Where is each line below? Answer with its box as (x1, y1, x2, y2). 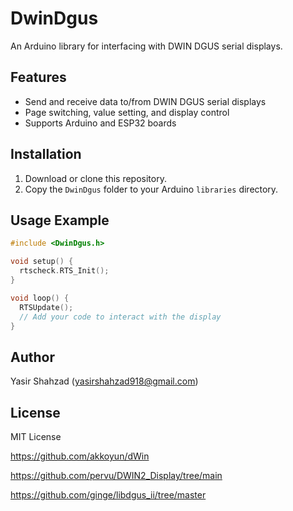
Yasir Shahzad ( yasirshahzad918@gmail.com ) (10, 375, 199, 387)
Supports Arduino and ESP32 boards (24, 117, 177, 129)
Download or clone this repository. (24, 172, 167, 184)
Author (10, 348, 55, 366)
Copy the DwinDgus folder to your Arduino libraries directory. (24, 183, 279, 195)
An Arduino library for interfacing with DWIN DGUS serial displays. (10, 40, 283, 52)
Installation (10, 146, 82, 163)
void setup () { (10, 257, 74, 267)
